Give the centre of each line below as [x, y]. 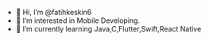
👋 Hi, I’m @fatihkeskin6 [54, 12]
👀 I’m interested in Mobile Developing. [78, 20]
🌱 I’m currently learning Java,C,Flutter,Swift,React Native [108, 29]
